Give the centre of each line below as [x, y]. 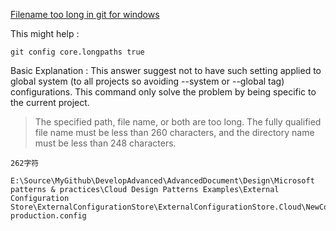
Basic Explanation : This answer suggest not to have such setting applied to [166, 70]
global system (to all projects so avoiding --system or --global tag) [147, 81]
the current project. [50, 102]
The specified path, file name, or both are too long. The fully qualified [178, 122]
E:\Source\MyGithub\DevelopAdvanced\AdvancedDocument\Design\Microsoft [162, 181]
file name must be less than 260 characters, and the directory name [174, 132]
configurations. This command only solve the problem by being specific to [163, 92]
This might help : [45, 33]
